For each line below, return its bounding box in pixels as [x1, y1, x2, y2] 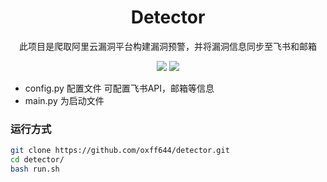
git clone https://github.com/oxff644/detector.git [10, 146, 230, 156]
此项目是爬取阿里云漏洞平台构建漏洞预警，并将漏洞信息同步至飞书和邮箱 [19, 40, 317, 52]
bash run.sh [10, 164, 60, 174]
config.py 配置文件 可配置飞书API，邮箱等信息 [24, 82, 215, 94]
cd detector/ [10, 155, 65, 165]
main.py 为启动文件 [24, 94, 105, 106]
